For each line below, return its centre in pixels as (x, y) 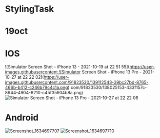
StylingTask (30, 9)
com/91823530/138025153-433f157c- (109, 87)
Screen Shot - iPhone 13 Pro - (112, 72)
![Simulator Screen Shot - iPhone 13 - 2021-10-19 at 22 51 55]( (67, 67)
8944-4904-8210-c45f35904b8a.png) (44, 93)
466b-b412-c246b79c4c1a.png (37, 87)
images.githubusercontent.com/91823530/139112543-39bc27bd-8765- (77, 82)
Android (22, 117)
